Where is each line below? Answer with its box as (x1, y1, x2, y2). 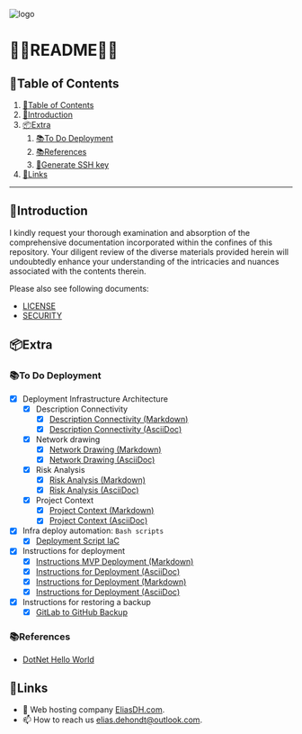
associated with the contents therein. (9, 266, 147, 276)
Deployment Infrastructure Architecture (22, 393, 169, 404)
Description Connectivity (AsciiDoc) (49, 423, 182, 434)
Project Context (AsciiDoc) (49, 515, 148, 526)
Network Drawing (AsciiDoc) (49, 454, 155, 465)
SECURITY (22, 310, 63, 321)
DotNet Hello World (22, 654, 94, 666)
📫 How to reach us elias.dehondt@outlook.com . (22, 714, 203, 725)
